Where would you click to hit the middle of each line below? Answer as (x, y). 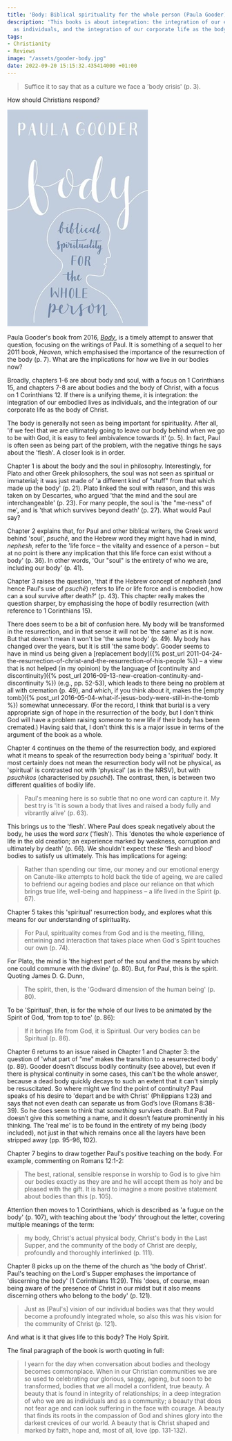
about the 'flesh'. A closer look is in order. (66, 452)
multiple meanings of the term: (51, 1224)
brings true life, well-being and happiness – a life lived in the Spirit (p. (123, 891)
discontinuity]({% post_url (44, 675)
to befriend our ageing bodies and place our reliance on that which (119, 884)
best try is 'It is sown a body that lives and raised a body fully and (117, 805)
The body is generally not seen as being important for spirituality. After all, (113, 423)
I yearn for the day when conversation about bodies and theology (117, 1364)
